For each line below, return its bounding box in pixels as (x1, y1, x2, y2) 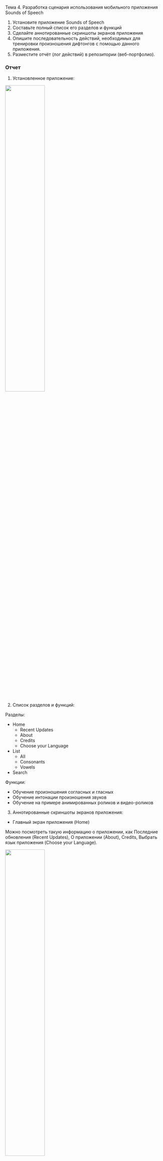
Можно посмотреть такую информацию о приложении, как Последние (5, 829, 158, 835)
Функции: (5, 779, 26, 786)
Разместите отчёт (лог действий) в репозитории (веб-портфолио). (12, 51, 155, 57)
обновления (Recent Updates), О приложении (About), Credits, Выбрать (5, 834, 157, 840)
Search (12, 769, 28, 776)
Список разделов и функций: (12, 702, 75, 708)
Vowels (20, 764, 35, 770)
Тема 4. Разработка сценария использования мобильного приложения (5, 5, 158, 10)
